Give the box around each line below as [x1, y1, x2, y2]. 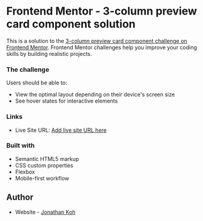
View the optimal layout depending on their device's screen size [15, 91, 175, 98]
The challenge [6, 65, 50, 73]
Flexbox [15, 168, 35, 175]
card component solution [6, 17, 136, 31]
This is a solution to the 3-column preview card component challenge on [6, 37, 188, 44]
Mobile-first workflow [15, 174, 70, 182]
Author [6, 192, 33, 203]
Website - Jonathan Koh [15, 208, 76, 216]
